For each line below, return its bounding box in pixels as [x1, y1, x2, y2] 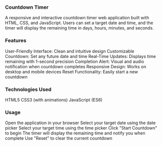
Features [5, 37, 27, 44]
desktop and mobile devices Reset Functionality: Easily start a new [5, 69, 138, 74]
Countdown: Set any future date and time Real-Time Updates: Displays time [5, 53, 156, 59]
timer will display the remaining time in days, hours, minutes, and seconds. [5, 25, 154, 31]
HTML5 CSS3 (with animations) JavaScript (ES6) [5, 97, 103, 102]
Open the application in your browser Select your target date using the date [5, 120, 156, 126]
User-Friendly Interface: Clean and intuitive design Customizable [5, 48, 134, 54]
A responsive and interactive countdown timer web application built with [5, 15, 149, 21]
